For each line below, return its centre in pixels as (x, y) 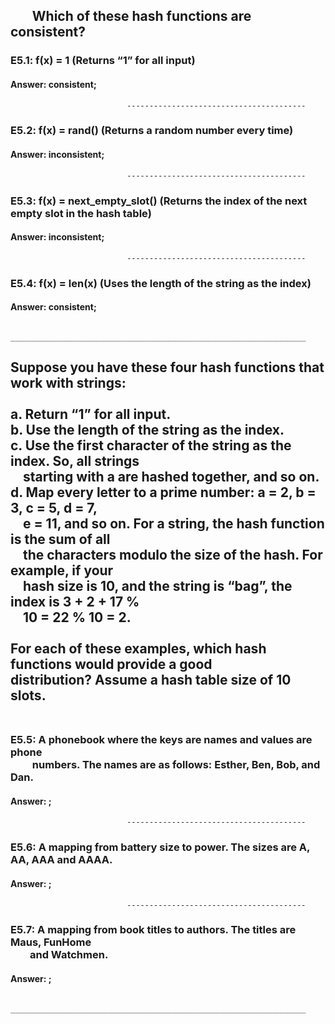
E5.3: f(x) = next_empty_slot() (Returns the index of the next (159, 201)
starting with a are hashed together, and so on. (171, 477)
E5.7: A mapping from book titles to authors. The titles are (153, 930)
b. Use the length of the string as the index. (147, 430)
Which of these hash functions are (141, 16)
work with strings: (68, 383)
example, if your (62, 570)
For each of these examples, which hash (138, 649)
